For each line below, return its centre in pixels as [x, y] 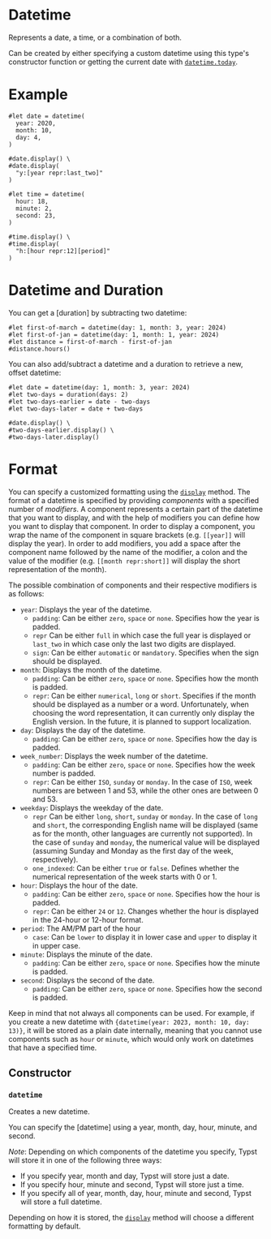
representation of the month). [58, 569]
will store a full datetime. [61, 1202]
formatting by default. [45, 1226]
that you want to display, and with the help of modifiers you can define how [134, 518]
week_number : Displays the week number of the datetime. [114, 755]
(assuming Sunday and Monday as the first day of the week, [133, 850]
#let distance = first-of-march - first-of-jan [90, 342]
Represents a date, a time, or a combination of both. [95, 37]
